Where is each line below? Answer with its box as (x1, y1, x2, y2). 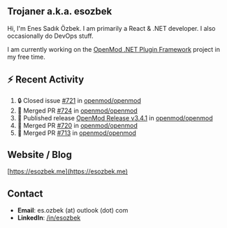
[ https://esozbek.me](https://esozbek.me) (7, 167, 128, 176)
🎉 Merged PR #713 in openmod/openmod (17, 129, 136, 137)
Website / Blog (7, 149, 72, 161)
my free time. (7, 52, 45, 61)
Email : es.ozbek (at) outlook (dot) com (17, 206, 129, 215)
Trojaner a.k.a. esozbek (7, 6, 112, 17)
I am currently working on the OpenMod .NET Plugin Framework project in (7, 45, 221, 53)
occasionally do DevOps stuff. (7, 31, 94, 40)
